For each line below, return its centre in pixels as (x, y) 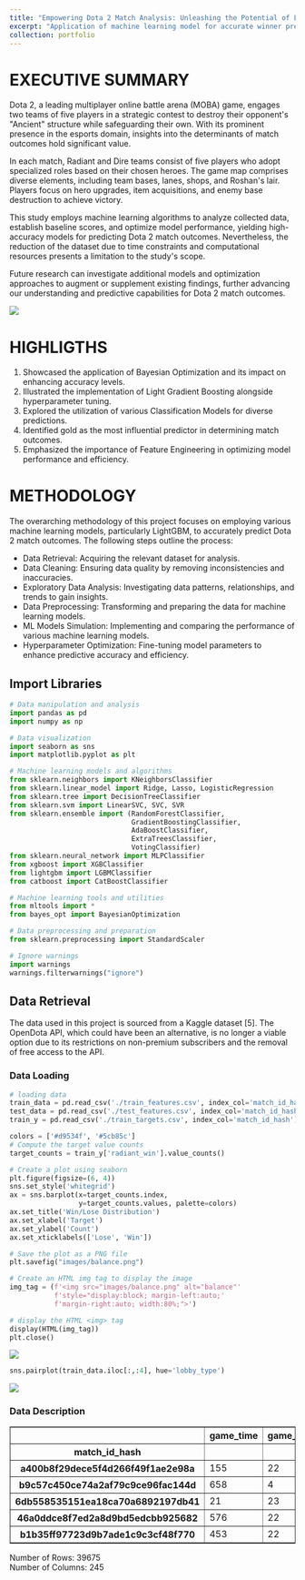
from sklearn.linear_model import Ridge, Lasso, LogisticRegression (142, 788)
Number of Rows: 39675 (55, 1557)
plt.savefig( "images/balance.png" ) (77, 1262)
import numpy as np (46, 721)
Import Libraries (56, 684)
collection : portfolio (52, 35)
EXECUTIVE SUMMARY (99, 80)
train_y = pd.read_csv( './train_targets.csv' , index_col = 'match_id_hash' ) (154, 1120)
